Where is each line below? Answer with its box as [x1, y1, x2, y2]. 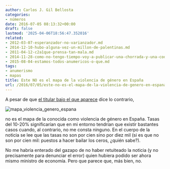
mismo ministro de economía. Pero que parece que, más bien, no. [5, 157, 143, 164]
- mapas [5, 73, 22, 78]
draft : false [5, 26, 33, 31]
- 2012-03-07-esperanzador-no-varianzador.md [5, 40, 103, 45]
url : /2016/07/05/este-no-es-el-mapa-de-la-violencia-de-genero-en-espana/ [5, 82, 168, 87]
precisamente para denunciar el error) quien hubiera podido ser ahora [5, 152, 151, 158]
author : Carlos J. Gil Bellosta [5, 7, 73, 13]
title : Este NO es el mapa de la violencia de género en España [5, 78, 144, 83]
